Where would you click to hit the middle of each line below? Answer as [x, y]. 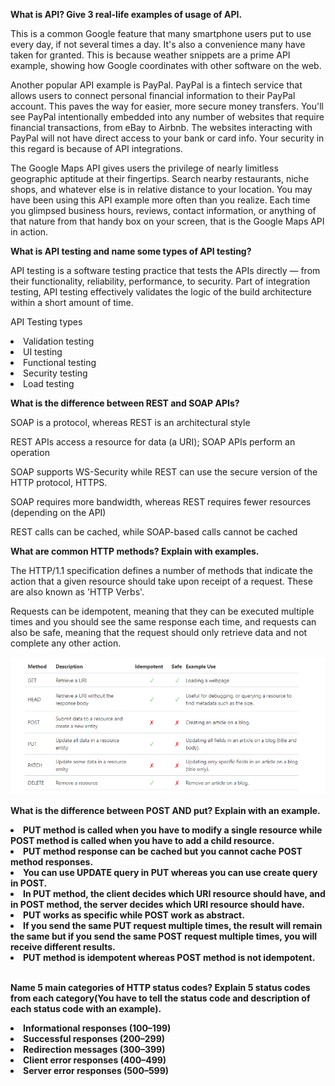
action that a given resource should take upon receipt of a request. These [161, 581]
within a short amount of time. [72, 302]
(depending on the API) [58, 512]
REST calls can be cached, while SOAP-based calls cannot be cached [154, 532]
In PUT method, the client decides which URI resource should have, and [174, 893]
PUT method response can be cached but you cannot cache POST [163, 851]
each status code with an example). [86, 1008]
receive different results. [63, 946]
